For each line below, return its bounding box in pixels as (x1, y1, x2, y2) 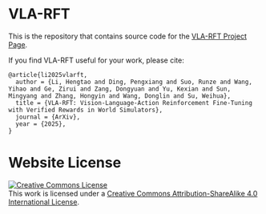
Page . (8, 39, 28, 49)
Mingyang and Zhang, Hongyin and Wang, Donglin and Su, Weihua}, (8, 91, 231, 100)
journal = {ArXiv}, (15, 113, 81, 121)
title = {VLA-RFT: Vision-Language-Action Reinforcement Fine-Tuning (15, 99, 252, 107)
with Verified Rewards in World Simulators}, (8, 106, 163, 114)
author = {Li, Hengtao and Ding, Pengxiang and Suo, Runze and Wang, (15, 78, 252, 86)
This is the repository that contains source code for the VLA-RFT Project (8, 31, 247, 41)
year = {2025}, (15, 119, 66, 128)
